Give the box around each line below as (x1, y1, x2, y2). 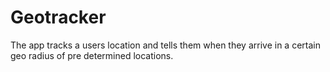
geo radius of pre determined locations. (10, 49, 174, 61)
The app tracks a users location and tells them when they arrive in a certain (10, 39, 321, 51)
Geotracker (10, 6, 107, 29)
